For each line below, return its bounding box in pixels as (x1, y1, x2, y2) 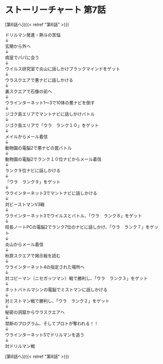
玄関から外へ (5, 43, 31, 49)
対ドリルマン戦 (5, 343, 35, 349)
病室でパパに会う (5, 54, 39, 60)
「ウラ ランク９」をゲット (5, 179, 61, 185)
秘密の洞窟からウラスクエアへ (5, 309, 65, 315)
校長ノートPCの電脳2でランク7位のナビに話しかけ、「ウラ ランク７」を (5, 224, 150, 230)
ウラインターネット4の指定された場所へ (5, 264, 85, 270)
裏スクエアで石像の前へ (5, 88, 52, 94)
